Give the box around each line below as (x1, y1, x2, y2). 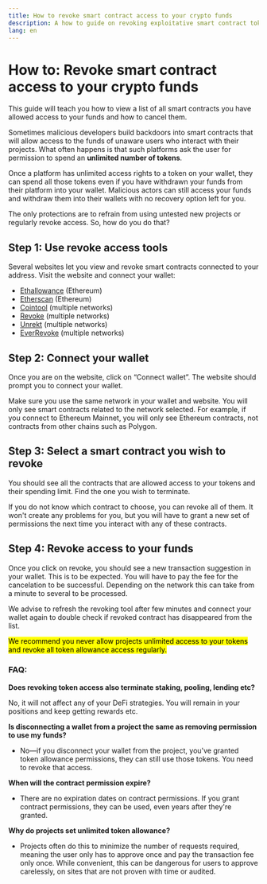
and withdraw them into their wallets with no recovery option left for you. (8, 194, 246, 204)
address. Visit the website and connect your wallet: (8, 271, 176, 280)
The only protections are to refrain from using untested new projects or (8, 209, 241, 219)
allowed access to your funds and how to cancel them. (8, 112, 188, 122)
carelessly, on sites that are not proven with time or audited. (19, 866, 216, 876)
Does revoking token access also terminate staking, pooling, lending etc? (8, 682, 256, 692)
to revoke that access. (19, 762, 93, 772)
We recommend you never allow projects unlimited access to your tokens (8, 636, 249, 645)
